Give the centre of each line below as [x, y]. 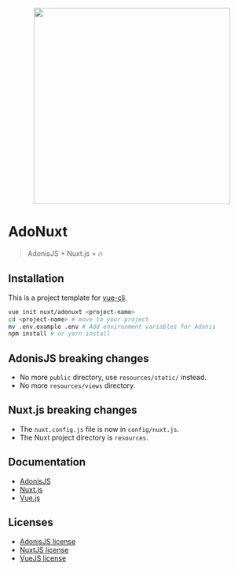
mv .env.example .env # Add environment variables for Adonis [112, 327]
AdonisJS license [48, 541]
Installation [36, 279]
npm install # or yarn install [59, 334]
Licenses [31, 522]
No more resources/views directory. [77, 385]
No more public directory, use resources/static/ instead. [113, 378]
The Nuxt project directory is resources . [84, 437]
